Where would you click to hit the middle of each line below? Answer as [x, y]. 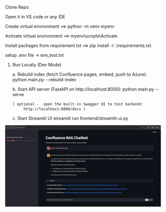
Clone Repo [17, 7]
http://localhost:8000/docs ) [55, 109]
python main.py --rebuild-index [44, 79]
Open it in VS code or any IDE [35, 17]
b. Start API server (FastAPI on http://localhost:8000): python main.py [83, 89]
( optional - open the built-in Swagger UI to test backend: [78, 104]
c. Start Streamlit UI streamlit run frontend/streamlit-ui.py [70, 118]
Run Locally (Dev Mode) [37, 65]
